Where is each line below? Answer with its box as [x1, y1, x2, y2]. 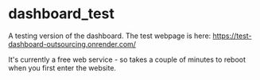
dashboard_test [8, 5, 115, 23]
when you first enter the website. [8, 63, 117, 72]
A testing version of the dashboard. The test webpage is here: [8, 31, 211, 40]
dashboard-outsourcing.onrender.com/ [8, 39, 137, 48]
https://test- [212, 31, 252, 40]
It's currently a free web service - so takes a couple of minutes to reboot [8, 55, 246, 64]
